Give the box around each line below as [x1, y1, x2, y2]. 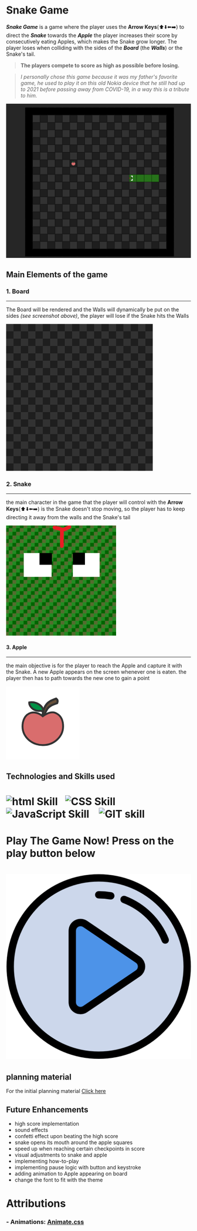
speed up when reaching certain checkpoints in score [14, 1145, 145, 1152]
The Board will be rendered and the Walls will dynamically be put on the [6, 306, 179, 313]
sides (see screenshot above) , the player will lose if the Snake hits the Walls [6, 312, 189, 319]
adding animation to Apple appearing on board [14, 1170, 128, 1178]
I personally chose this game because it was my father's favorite [20, 73, 178, 80]
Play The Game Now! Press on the [6, 835, 174, 847]
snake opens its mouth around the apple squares [14, 1139, 133, 1146]
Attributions [6, 1197, 66, 1210]
